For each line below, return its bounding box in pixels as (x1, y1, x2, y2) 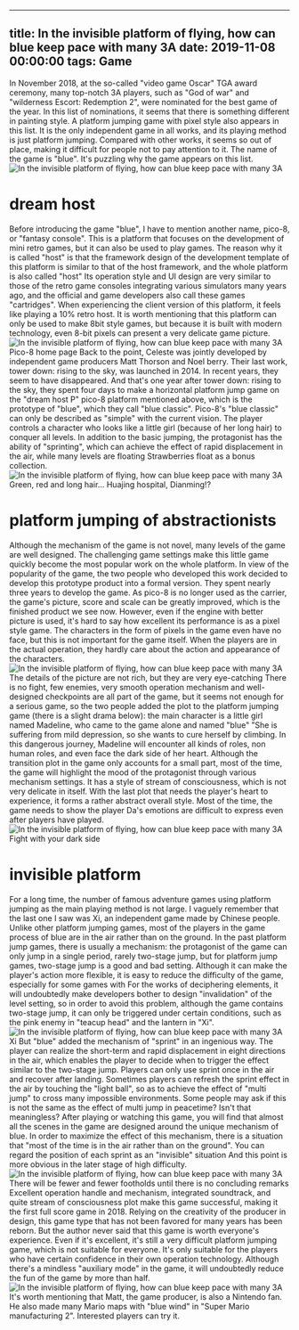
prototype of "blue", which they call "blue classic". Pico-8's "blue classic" (9, 403, 279, 414)
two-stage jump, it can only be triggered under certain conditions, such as (9, 1008, 282, 1018)
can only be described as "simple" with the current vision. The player (9, 412, 263, 423)
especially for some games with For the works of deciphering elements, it (9, 979, 279, 990)
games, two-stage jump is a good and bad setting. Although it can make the (9, 959, 287, 971)
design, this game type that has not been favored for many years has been (9, 1215, 283, 1226)
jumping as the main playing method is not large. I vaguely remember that (9, 903, 279, 914)
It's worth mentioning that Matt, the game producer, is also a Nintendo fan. (9, 1291, 283, 1301)
